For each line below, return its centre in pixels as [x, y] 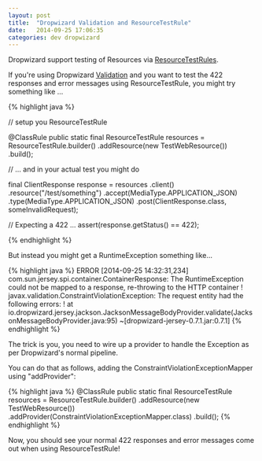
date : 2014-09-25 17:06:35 [56, 30]
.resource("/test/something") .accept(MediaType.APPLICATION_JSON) [123, 193]
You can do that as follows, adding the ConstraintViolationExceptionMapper [131, 368]
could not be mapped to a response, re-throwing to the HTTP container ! [125, 287]
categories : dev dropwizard [54, 37]
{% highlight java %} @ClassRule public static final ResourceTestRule [120, 392]
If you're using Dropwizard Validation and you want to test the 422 [116, 75]
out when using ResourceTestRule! [64, 448]
